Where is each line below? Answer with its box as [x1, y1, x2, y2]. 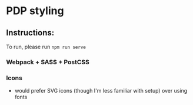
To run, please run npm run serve [6, 43, 86, 50]
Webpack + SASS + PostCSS [6, 58, 90, 66]
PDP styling [6, 4, 64, 18]
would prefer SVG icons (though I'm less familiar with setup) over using [14, 87, 188, 94]
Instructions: [6, 28, 55, 38]
